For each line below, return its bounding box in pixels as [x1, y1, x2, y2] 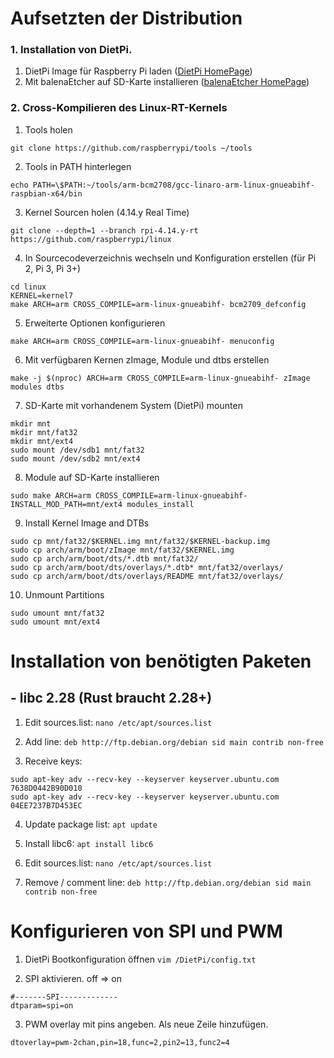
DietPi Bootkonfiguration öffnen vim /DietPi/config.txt [24, 953, 257, 965]
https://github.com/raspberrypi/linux [10, 234, 172, 244]
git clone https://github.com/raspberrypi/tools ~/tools [10, 143, 253, 153]
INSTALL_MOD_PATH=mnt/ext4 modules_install [10, 499, 195, 509]
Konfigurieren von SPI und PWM [10, 920, 283, 942]
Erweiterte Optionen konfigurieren [24, 317, 166, 329]
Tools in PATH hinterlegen [24, 160, 132, 172]
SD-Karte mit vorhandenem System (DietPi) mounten [24, 399, 243, 411]
